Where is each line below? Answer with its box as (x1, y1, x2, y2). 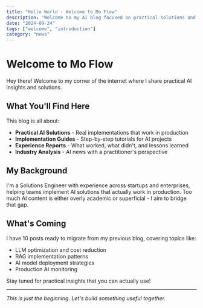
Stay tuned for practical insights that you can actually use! (6, 277, 151, 284)
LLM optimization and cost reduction (14, 246, 107, 254)
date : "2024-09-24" (6, 20, 56, 26)
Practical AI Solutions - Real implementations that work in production (14, 129, 188, 136)
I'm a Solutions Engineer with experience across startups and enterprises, (6, 182, 190, 189)
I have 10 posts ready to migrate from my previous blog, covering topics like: (6, 234, 196, 242)
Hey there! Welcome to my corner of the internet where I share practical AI (6, 77, 192, 85)
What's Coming (6, 219, 66, 229)
